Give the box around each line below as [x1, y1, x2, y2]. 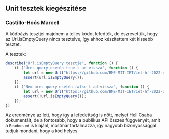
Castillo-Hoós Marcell [5, 19, 60, 26]
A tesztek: [5, 51, 26, 57]
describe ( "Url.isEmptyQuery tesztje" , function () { [5, 60, 118, 66]
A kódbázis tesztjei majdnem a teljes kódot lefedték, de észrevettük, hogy [5, 30, 158, 37]
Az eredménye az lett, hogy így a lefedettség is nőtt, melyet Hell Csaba [5, 112, 152, 118]
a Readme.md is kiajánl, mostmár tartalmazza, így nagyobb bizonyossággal [5, 123, 157, 129]
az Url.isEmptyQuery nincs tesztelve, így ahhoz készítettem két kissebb [5, 36, 153, 42]
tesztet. [5, 41, 21, 47]
